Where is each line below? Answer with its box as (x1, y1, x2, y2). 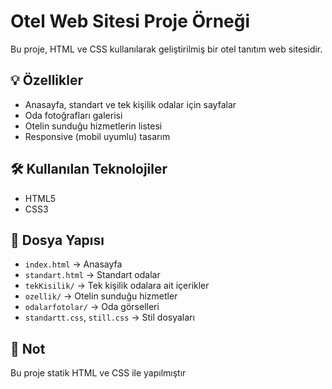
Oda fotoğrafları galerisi (24, 109, 123, 121)
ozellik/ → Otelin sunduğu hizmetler (24, 290, 178, 302)
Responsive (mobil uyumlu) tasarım (24, 130, 171, 142)
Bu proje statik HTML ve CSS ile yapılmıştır (10, 367, 187, 379)
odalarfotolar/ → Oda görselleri (24, 301, 160, 313)
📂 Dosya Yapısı (10, 231, 105, 249)
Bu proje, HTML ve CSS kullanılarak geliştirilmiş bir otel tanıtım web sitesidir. (10, 43, 323, 55)
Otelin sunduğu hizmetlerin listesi (24, 120, 163, 132)
